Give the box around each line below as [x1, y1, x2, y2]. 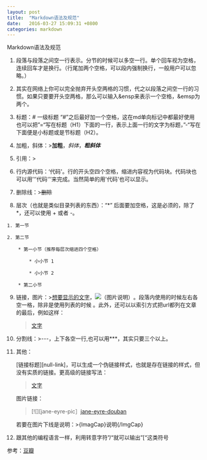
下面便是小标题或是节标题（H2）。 [15, 129, 102, 136]
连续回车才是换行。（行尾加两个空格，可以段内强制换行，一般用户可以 [15, 64, 191, 72]
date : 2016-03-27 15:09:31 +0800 [7, 20, 98, 26]
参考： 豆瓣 [7, 447, 34, 454]
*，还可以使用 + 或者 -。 [15, 209, 79, 217]
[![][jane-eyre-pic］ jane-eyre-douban [31, 408, 127, 415]
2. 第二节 [7, 234, 29, 241]
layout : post [7, 9, 41, 15]
